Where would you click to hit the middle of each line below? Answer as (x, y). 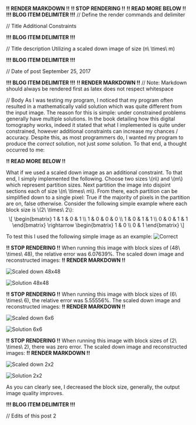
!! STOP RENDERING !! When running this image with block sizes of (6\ (92, 294)
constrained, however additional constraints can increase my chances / (92, 131)
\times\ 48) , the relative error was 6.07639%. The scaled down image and (95, 254)
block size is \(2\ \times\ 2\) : (40, 210)
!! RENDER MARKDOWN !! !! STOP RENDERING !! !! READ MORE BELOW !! (96, 8)
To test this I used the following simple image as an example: (79, 236)
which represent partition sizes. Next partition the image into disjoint (88, 185)
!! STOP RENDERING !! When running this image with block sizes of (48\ (93, 248)
